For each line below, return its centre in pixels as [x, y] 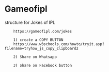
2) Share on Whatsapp [35, 57]
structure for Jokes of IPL [30, 22]
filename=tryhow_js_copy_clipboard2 [41, 48]
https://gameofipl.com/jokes [43, 31]
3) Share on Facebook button [43, 65]
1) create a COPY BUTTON [38, 40]
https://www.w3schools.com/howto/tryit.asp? [59, 44]
